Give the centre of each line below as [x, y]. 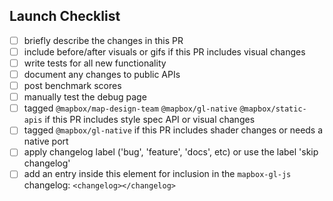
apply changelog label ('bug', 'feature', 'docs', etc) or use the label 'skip [171, 152]
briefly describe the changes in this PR [103, 40]
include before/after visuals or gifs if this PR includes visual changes [164, 51]
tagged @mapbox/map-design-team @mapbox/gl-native [130, 108]
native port [46, 141]
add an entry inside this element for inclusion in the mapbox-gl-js [157, 174]
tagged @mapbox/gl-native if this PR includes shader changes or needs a [173, 130]
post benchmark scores [72, 86]
